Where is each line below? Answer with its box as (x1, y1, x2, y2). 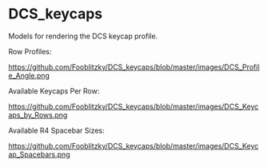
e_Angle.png (8, 70, 50, 80)
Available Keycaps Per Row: (8, 85, 100, 96)
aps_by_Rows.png (8, 109, 68, 120)
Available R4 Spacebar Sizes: (8, 125, 106, 135)
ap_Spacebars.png (8, 149, 70, 159)
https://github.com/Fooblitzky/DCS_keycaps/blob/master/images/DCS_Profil (8, 62, 260, 72)
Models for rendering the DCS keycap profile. (8, 31, 158, 41)
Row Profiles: (8, 46, 52, 56)
